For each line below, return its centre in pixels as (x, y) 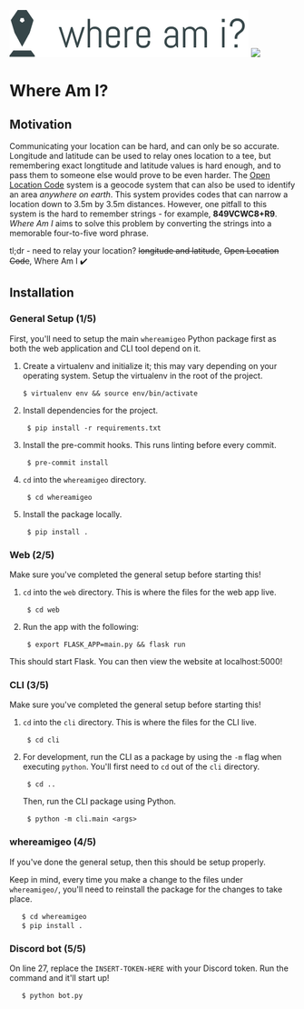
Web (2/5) (32, 554)
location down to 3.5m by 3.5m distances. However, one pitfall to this (138, 204)
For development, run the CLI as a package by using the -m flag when (152, 757)
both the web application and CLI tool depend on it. (105, 348)
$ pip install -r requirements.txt (94, 428)
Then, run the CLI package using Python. (99, 802)
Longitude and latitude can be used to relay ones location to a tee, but (140, 156)
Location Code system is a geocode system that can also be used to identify (152, 185)
